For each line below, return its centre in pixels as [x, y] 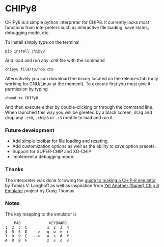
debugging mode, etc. [27, 32]
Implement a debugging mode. [43, 157]
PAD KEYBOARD [41, 223]
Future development [30, 130]
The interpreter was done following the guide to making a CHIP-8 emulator [81, 180]
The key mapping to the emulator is [41, 214]
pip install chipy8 [25, 51]
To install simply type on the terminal [42, 42]
